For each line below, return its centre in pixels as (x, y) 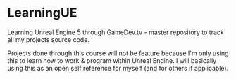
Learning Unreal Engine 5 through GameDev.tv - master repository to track (116, 32)
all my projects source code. (49, 39)
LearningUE (42, 13)
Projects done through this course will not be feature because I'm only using (118, 53)
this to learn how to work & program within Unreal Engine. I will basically (112, 60)
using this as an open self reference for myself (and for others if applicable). (118, 68)
